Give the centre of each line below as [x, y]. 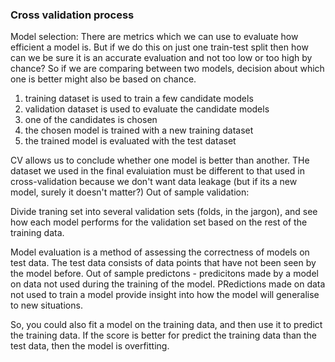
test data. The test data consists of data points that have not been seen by [163, 263]
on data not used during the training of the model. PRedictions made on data [168, 284]
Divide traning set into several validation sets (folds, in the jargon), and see [164, 212]
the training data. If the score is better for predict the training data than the [164, 335]
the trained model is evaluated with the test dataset [130, 141]
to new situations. [46, 305]
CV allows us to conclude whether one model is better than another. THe [160, 160]
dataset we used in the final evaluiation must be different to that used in [157, 171]
